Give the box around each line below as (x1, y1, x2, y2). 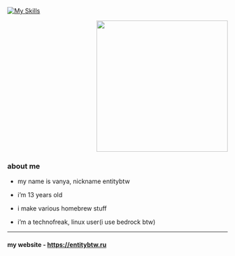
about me (7, 161, 41, 171)
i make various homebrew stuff (17, 204, 107, 213)
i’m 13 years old (17, 191, 63, 199)
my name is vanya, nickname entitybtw (17, 177, 131, 185)
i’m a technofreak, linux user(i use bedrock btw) (17, 218, 156, 227)
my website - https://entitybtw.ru (7, 240, 107, 248)
